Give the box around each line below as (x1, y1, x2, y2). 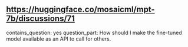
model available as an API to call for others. (6, 35, 111, 42)
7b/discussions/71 (6, 14, 75, 24)
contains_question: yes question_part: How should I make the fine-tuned (6, 29, 182, 36)
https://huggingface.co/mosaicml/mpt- (6, 5, 155, 15)
